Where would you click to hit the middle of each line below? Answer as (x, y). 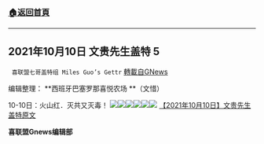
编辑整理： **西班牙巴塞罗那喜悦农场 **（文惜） (86, 89)
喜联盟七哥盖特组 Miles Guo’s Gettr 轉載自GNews (90, 72)
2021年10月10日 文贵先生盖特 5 (84, 52)
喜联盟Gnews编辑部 (40, 132)
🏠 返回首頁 (29, 12)
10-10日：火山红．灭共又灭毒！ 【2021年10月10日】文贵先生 (130, 105)
